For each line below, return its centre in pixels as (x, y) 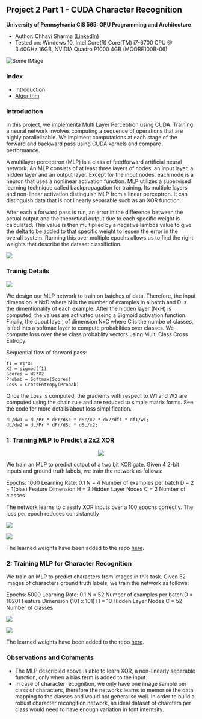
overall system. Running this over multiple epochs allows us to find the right (100, 238)
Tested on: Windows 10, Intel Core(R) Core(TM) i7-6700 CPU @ (93, 42)
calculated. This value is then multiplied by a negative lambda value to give (99, 225)
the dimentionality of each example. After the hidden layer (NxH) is (89, 308)
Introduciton (25, 112)
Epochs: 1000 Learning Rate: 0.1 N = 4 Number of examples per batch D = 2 (100, 483)
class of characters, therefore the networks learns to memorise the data (104, 690)
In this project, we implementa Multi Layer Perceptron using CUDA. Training (100, 125)
